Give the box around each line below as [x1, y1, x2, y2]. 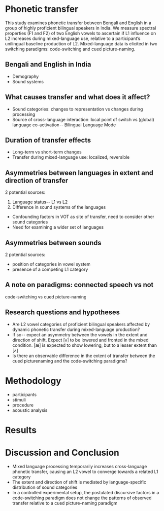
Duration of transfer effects [5, 136, 91, 144]
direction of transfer [5, 176, 68, 184]
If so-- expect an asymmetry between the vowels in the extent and [12, 331, 148, 337]
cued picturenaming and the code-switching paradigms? [12, 358, 128, 364]
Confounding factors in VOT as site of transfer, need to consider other [12, 214, 155, 220]
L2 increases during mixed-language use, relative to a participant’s [5, 36, 140, 41]
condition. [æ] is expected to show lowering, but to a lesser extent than [12, 342, 157, 348]
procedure [12, 402, 34, 408]
